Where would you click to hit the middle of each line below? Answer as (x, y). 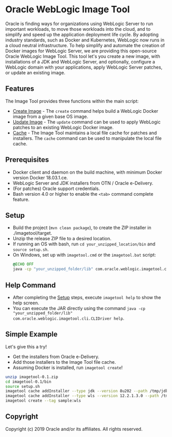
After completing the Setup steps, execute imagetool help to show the (87, 297)
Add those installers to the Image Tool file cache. (64, 362)
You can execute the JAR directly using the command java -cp (79, 308)
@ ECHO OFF (23, 264)
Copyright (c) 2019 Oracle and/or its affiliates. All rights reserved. (74, 429)
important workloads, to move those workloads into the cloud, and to (78, 29)
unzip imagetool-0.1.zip (32, 377)
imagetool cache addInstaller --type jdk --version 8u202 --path (76, 391)
